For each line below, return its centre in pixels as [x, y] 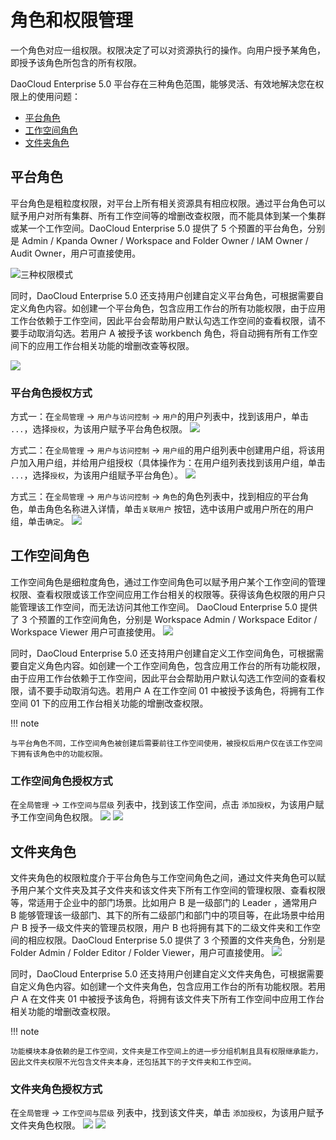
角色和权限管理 [72, 20]
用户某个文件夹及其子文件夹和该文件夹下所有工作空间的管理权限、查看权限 [172, 890]
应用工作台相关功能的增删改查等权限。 [115, 345]
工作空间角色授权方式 [61, 781]
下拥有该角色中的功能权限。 [59, 754]
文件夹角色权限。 [45, 1125]
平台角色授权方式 [51, 393]
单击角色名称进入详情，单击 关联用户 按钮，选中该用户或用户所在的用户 [171, 509]
